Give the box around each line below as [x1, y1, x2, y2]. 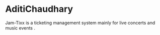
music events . [5, 25, 35, 31]
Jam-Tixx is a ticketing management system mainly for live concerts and [5, 20, 155, 26]
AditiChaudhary [5, 3, 73, 15]
